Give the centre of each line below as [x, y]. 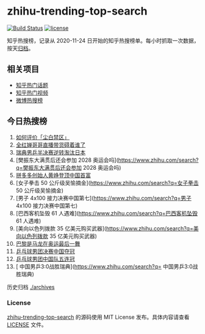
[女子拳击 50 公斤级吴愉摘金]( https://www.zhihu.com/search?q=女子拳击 [107, 183]
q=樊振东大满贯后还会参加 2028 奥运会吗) [68, 167]
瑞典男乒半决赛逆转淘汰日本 [51, 152]
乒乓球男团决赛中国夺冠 [45, 251]
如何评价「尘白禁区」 [42, 137]
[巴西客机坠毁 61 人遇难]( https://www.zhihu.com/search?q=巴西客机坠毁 [106, 213]
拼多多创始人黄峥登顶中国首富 [53, 175]
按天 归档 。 [20, 48]
